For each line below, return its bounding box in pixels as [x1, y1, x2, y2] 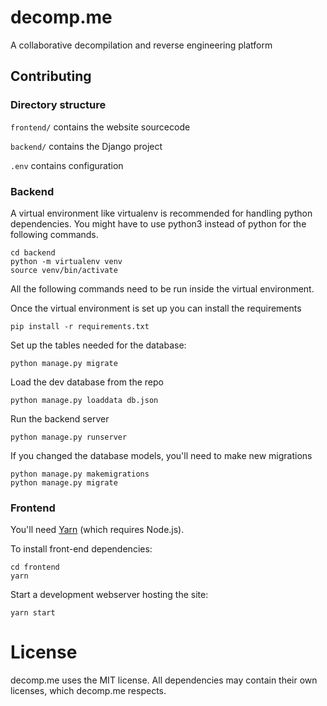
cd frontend [10, 562, 60, 573]
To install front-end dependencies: [10, 543, 153, 555]
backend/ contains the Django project [10, 140, 163, 152]
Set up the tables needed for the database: [10, 339, 187, 351]
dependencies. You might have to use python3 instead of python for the [10, 217, 307, 230]
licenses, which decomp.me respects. [10, 685, 167, 697]
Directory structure [10, 98, 107, 112]
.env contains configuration [10, 159, 124, 171]
